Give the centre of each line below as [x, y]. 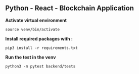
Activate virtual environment [36, 20]
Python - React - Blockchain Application [69, 8]
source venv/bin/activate [32, 29]
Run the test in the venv [31, 57]
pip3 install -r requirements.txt [42, 48]
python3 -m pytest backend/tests [40, 66]
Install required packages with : [39, 38]
